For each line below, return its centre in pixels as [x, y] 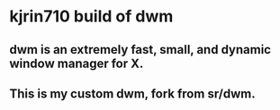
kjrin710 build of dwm [91, 17]
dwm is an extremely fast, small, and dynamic [140, 50]
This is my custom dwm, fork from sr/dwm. [132, 93]
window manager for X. [77, 63]
